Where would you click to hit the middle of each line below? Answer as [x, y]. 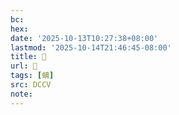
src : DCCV [31, 85]
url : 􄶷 [24, 66]
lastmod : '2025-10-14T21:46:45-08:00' [91, 47]
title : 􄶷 [28, 57]
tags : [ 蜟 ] [32, 76]
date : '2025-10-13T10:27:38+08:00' [84, 38]
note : [21, 94]
